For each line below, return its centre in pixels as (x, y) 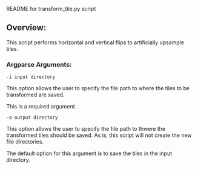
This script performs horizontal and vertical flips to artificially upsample (95, 42)
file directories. (25, 142)
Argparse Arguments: (39, 64)
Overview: (26, 28)
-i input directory (31, 77)
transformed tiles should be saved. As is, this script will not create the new (99, 135)
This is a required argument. (41, 107)
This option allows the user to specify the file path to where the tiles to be (98, 88)
